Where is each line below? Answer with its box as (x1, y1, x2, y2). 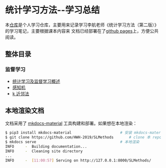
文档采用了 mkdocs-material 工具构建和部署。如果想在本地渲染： (5, 121, 137, 126)
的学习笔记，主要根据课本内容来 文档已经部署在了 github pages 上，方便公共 (5, 28, 159, 34)
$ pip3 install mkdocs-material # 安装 (5, 130, 132, 135)
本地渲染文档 (5, 107, 44, 115)
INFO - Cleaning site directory (5, 149, 83, 154)
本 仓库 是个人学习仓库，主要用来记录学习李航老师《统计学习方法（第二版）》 (5, 22, 159, 28)
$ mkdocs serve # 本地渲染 (5, 139, 140, 145)
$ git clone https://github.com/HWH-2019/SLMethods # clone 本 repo (5, 135, 162, 140)
